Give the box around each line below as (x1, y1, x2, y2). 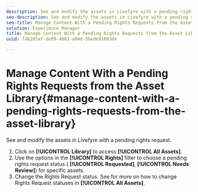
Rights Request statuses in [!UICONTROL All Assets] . (14, 179, 146, 186)
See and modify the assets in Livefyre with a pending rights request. (6, 136, 172, 144)
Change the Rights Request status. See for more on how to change (14, 173, 177, 180)
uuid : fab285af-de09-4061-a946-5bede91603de (6, 36, 117, 42)
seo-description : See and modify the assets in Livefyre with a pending (6, 14, 189, 20)
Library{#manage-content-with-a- (6, 92, 180, 105)
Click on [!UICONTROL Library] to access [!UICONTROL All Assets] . (14, 148, 183, 155)
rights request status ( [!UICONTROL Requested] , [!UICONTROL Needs (14, 160, 190, 167)
